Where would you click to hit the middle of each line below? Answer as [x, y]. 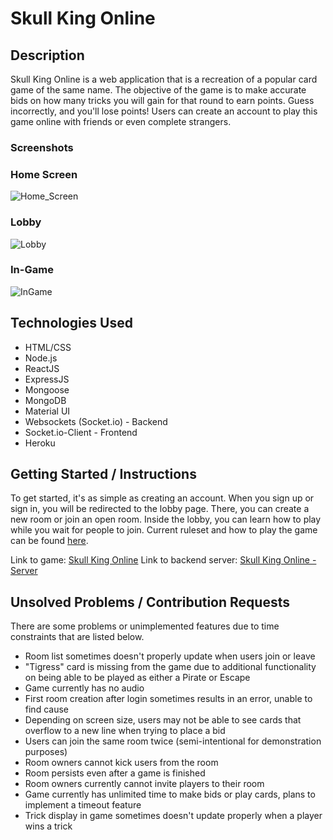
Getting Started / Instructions [103, 474]
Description [47, 55]
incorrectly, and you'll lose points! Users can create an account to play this [164, 111]
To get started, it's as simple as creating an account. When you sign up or [162, 498]
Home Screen [44, 174]
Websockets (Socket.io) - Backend [96, 421]
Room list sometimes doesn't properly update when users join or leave [170, 656]
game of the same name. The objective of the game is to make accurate [158, 90]
